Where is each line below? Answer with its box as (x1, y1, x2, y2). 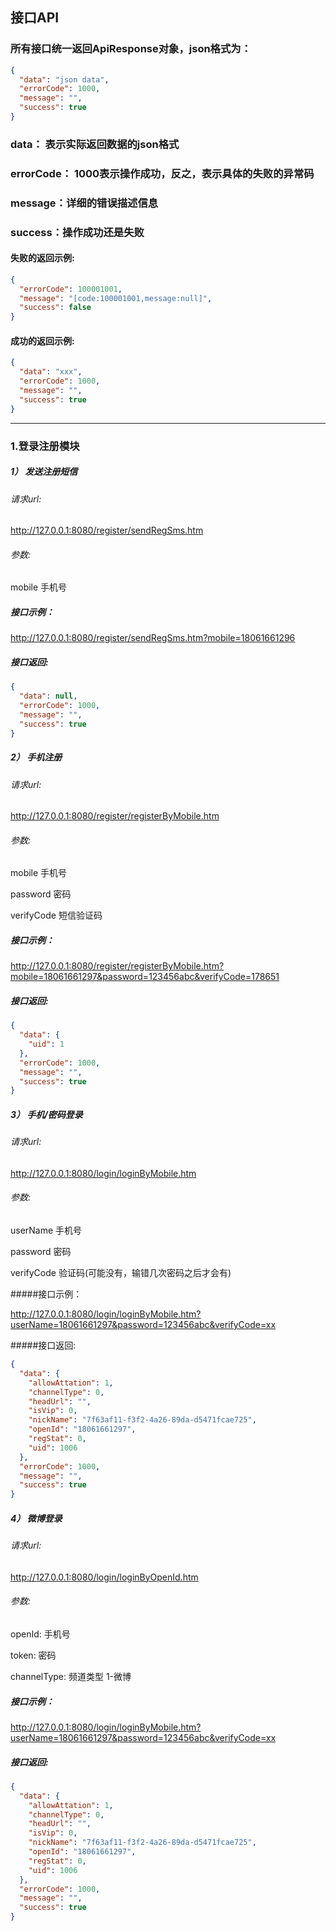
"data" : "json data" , (19, 74, 110, 85)
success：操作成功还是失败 (10, 225, 145, 239)
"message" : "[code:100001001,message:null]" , (19, 293, 213, 303)
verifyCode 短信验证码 (10, 909, 103, 922)
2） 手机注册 (10, 751, 63, 763)
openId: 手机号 (10, 1628, 71, 1640)
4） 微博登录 (10, 1512, 63, 1524)
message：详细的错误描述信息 (10, 196, 159, 210)
